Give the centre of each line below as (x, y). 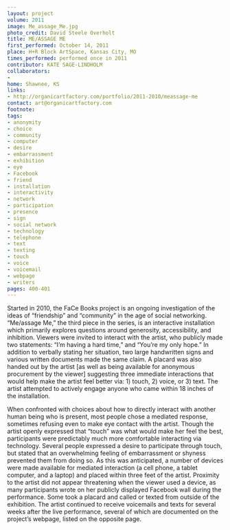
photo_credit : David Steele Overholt (61, 33)
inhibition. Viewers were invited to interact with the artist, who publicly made (115, 337)
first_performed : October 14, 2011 (58, 45)
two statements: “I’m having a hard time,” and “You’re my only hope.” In (108, 345)
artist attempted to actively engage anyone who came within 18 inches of (111, 389)
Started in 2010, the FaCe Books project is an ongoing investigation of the (111, 308)
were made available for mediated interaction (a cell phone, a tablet (102, 468)
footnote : (21, 109)
